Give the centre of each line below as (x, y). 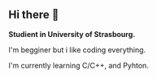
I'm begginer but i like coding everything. (77, 50)
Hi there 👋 (34, 15)
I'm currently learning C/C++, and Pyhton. (78, 65)
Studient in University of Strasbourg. (72, 34)
